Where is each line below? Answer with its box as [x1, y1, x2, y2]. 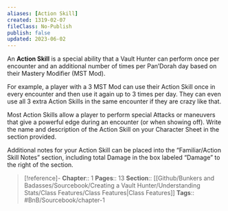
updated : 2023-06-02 [7, 36, 67, 43]
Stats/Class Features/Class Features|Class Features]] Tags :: [23, 189, 194, 197]
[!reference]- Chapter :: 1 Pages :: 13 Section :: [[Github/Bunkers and [23, 174, 215, 183]
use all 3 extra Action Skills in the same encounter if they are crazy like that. [7, 97, 222, 105]
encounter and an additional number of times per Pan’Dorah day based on [7, 62, 217, 70]
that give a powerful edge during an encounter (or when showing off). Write [7, 118, 222, 126]
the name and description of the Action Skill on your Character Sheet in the [7, 125, 220, 134]
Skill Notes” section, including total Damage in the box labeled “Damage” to [7, 153, 220, 162]
